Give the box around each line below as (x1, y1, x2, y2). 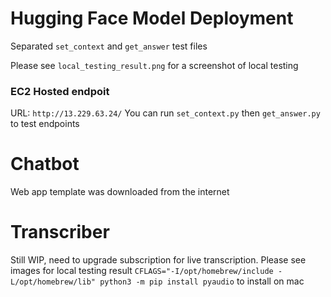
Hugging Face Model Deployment (10, 7, 294, 30)
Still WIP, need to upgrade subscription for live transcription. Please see (10, 254, 307, 266)
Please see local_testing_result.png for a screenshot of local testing (10, 59, 299, 71)
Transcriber (10, 221, 110, 244)
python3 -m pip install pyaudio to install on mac (99, 275, 305, 287)
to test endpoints (10, 118, 80, 130)
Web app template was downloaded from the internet (10, 186, 230, 198)
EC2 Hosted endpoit (10, 84, 110, 98)
